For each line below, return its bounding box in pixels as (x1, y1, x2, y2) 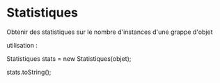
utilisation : (6, 41, 38, 49)
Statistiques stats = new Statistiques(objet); (6, 54, 132, 63)
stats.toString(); (6, 68, 52, 76)
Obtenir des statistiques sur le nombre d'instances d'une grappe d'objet (6, 28, 213, 36)
